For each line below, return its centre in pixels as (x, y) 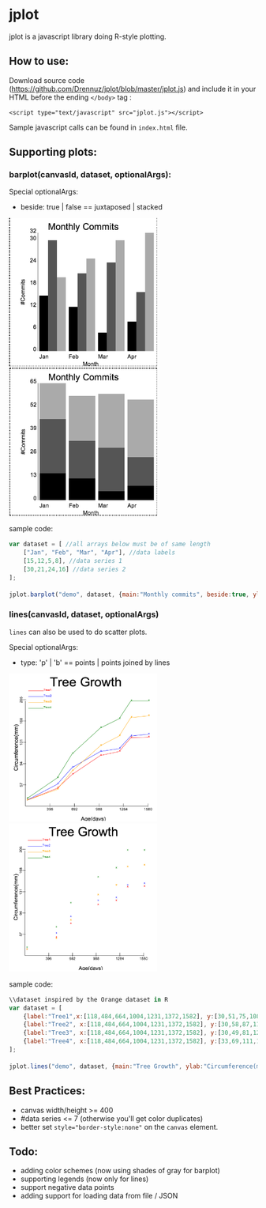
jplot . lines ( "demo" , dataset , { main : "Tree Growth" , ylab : (106, 1066)
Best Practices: (47, 1091)
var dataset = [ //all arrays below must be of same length (110, 544)
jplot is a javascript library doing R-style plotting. (88, 36)
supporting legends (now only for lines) (84, 1179)
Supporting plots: (53, 152)
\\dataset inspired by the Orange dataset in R (89, 999)
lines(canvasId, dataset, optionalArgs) (84, 614)
